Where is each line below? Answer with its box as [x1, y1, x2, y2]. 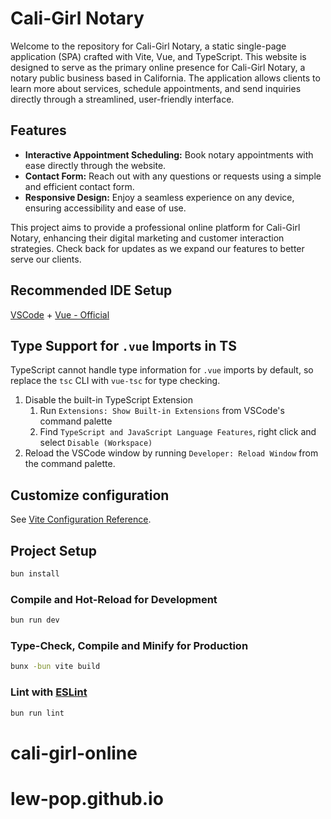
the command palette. [24, 458, 116, 470]
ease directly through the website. [24, 159, 167, 171]
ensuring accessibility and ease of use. [24, 202, 187, 214]
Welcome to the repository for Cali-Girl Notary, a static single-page [10, 40, 287, 52]
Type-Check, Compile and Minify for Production [10, 638, 249, 652]
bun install [10, 569, 60, 579]
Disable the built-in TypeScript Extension [24, 394, 194, 406]
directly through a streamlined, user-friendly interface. [10, 93, 235, 105]
